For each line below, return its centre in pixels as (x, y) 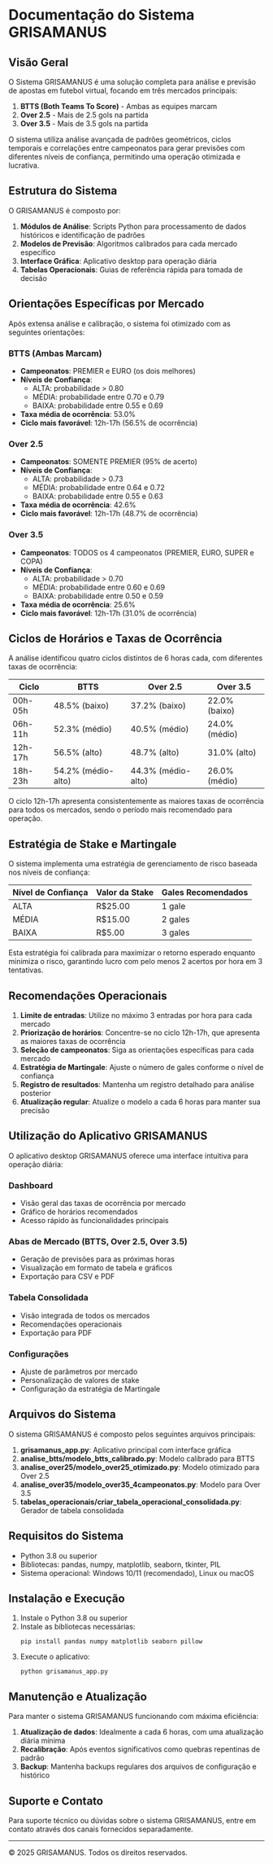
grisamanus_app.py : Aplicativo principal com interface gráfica (126, 1450)
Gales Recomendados (205, 893)
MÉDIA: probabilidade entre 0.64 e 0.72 (98, 488)
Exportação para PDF (56, 1332)
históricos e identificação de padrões (82, 235)
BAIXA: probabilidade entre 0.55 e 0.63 (98, 496)
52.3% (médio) (83, 729)
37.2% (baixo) (158, 706)
